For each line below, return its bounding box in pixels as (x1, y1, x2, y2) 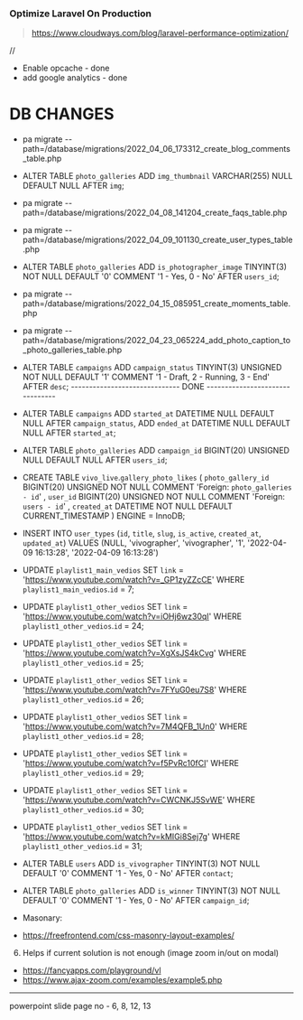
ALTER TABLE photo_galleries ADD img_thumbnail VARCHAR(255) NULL (22, 171, 293, 182)
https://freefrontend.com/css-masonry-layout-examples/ (22, 930, 234, 941)
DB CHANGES (9, 104, 115, 125)
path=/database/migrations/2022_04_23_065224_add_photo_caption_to (22, 335, 291, 346)
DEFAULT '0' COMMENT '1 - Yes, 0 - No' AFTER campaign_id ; (22, 895, 250, 906)
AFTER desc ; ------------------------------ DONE (22, 381, 205, 392)
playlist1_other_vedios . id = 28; (22, 731, 144, 742)
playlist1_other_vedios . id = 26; (22, 694, 144, 705)
